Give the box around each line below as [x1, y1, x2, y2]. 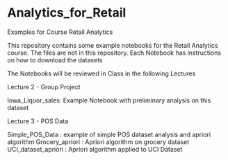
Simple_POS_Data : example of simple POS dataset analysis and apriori [7, 130, 211, 139]
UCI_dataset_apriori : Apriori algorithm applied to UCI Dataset [7, 145, 183, 153]
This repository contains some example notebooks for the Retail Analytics [7, 41, 218, 49]
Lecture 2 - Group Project [7, 82, 81, 91]
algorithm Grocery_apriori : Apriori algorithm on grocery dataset [7, 137, 190, 146]
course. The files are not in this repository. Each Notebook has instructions [7, 48, 221, 57]
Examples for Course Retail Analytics [7, 28, 113, 36]
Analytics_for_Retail [7, 5, 127, 21]
